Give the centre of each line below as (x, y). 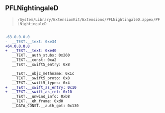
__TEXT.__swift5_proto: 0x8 (41, 78)
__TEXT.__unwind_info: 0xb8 (41, 97)
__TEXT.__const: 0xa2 (34, 60)
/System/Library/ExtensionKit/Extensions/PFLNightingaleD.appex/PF (88, 19)
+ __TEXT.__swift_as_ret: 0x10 (39, 92)
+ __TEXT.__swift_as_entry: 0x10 (41, 87)
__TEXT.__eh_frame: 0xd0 (38, 101)
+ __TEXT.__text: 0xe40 (31, 51)
